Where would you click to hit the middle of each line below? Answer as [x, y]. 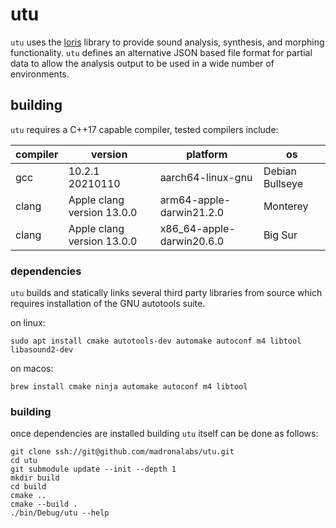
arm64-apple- [195, 200]
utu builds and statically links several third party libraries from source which [166, 293]
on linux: [28, 323]
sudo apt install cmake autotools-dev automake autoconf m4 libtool [156, 341]
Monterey [286, 206]
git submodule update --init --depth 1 [93, 469]
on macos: [32, 369]
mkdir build [35, 478]
